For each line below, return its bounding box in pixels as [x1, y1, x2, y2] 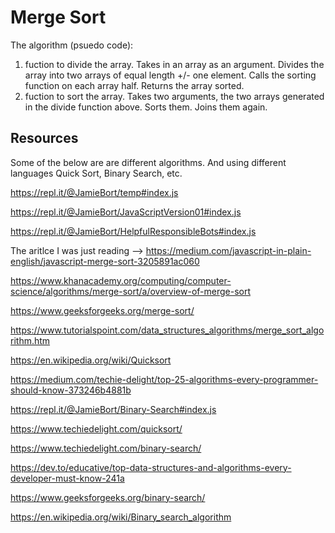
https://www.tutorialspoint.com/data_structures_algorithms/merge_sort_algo [10, 324, 325, 336]
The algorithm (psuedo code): [10, 39, 134, 51]
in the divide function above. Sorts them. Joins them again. [24, 101, 268, 113]
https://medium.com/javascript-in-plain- [145, 244, 312, 256]
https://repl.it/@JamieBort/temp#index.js [10, 186, 179, 198]
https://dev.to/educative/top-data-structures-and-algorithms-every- [10, 461, 292, 473]
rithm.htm [10, 334, 51, 346]
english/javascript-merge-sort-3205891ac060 [10, 255, 200, 267]
